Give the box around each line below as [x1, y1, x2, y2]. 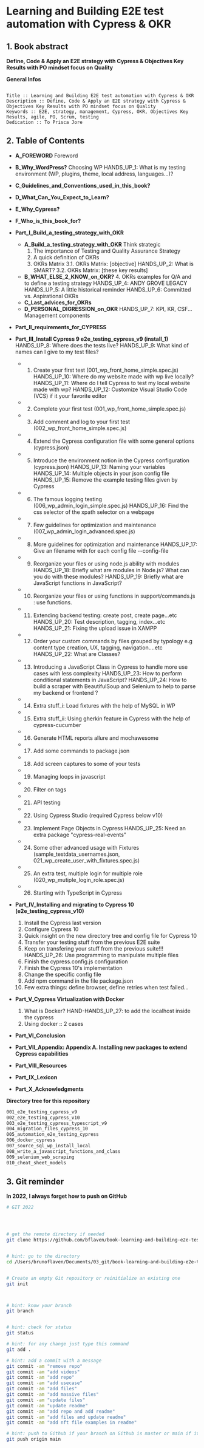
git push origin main [6, 1436, 61, 1443]
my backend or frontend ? [33, 689, 98, 696]
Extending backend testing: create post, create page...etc [33, 612, 177, 619]
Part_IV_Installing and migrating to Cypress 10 [15, 901, 135, 908]
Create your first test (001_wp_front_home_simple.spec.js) [33, 366, 179, 374]
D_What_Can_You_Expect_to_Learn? [15, 193, 109, 201]
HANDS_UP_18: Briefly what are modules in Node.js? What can [33, 566, 189, 573]
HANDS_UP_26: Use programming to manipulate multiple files [24, 951, 179, 958]
